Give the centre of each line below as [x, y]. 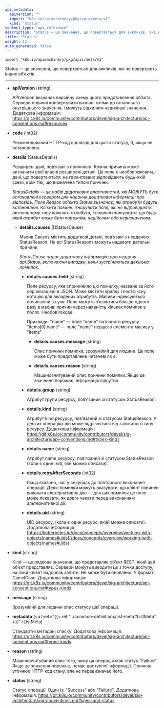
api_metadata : [20, 10]
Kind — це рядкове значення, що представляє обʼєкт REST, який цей [83, 562]
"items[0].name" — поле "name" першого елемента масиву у [90, 327]
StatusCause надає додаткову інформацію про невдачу [78, 256]
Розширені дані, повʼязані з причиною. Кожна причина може [75, 167]
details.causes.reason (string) [65, 366]
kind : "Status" [25, 23]
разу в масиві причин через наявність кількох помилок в [86, 307]
